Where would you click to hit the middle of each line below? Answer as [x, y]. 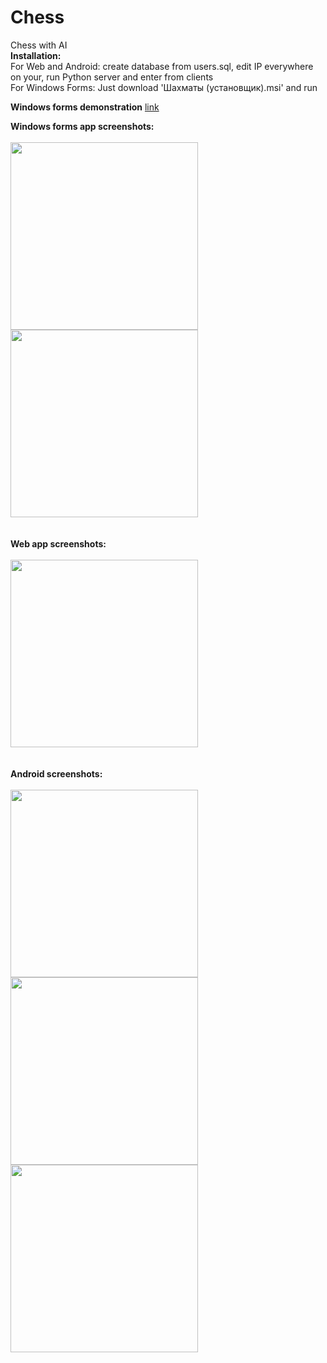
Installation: [36, 55]
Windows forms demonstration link [85, 107]
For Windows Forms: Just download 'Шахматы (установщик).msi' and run [164, 87]
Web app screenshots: [58, 543]
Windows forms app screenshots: [82, 126]
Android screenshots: [56, 773]
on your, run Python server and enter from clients [112, 77]
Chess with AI [39, 45]
